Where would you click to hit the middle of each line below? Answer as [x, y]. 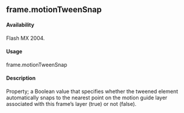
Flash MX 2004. [26, 38]
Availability [20, 25]
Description [21, 78]
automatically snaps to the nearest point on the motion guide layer [87, 98]
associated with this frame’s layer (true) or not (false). [71, 104]
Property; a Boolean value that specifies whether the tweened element [92, 91]
